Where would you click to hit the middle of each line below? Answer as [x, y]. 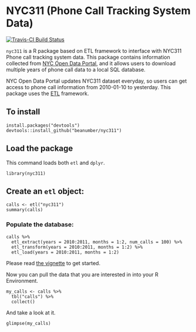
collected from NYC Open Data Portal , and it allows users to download [91, 63]
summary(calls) [25, 210]
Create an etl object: [45, 191]
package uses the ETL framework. [48, 93]
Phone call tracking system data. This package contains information [88, 57]
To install [23, 112]
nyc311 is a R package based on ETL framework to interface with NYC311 [94, 50]
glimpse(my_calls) [28, 323]
